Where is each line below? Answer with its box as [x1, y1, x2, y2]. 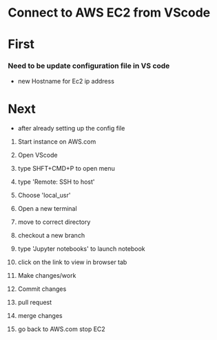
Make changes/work [17, 271, 76, 279]
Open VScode [17, 151, 58, 159]
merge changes [17, 311, 63, 319]
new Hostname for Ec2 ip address [17, 77, 114, 85]
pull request [17, 298, 52, 306]
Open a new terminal [17, 204, 78, 212]
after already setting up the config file [17, 124, 125, 132]
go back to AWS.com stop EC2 [17, 325, 105, 333]
